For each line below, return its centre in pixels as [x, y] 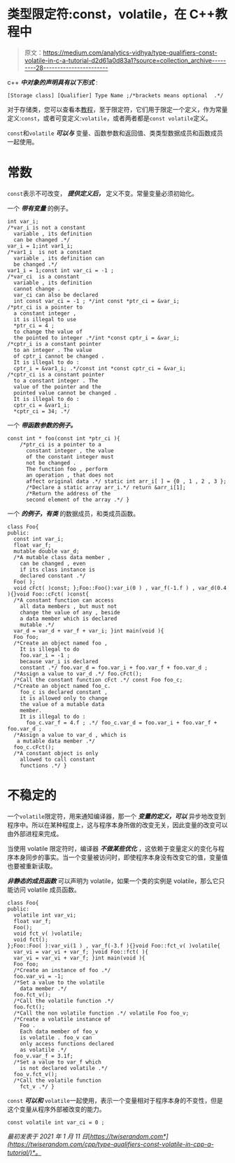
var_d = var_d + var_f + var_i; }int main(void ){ [89, 630]
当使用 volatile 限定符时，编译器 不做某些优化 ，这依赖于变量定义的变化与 [113, 848]
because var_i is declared [59, 661]
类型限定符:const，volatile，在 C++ [111, 14]
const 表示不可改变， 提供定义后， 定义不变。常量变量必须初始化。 [102, 193]
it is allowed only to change [64, 698]
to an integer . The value [53, 350]
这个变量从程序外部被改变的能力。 [56, 1109]
